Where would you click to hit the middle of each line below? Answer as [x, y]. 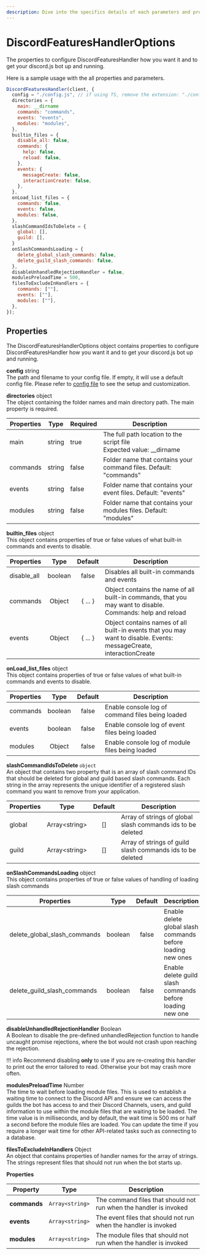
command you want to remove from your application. [73, 792]
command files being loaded [146, 715]
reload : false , [42, 158]
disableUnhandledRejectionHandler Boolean [64, 1029]
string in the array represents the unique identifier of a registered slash [96, 785]
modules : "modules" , [44, 124]
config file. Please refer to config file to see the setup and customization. [98, 384]
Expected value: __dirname [142, 450]
